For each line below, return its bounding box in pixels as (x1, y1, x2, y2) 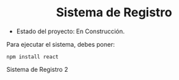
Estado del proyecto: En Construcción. (16, 27, 125, 35)
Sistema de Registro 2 (6, 65, 68, 73)
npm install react (6, 53, 59, 60)
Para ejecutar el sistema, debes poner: (6, 40, 115, 48)
